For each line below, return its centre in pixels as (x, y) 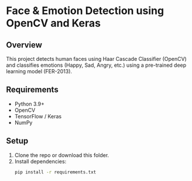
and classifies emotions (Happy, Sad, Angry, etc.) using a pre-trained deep (96, 65)
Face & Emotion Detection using (85, 11)
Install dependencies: (40, 161)
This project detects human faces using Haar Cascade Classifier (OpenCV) (97, 59)
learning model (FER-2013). (39, 71)
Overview (24, 45)
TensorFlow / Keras (38, 116)
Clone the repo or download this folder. (62, 155)
